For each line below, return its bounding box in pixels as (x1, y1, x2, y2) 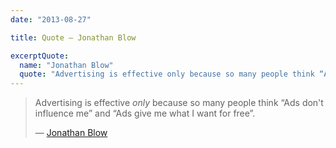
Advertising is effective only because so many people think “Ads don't (34, 97, 324, 109)
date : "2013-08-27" (10, 14, 92, 25)
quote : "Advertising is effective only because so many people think (19, 69, 315, 80)
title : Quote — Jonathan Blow (10, 32, 137, 43)
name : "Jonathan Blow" (19, 60, 114, 70)
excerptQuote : (10, 51, 70, 61)
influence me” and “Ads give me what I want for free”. (34, 107, 256, 120)
